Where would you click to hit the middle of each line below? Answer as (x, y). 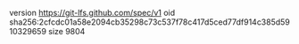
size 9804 (67, 31)
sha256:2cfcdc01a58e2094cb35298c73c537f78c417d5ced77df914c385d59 (149, 22)
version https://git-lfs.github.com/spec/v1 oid (92, 13)
